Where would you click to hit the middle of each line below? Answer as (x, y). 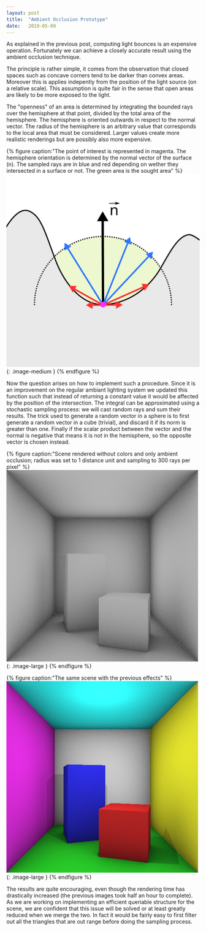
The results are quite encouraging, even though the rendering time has (96, 889)
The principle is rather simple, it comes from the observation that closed (97, 69)
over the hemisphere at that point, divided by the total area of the (89, 113)
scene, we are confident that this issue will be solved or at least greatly (96, 909)
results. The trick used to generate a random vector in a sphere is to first (98, 416)
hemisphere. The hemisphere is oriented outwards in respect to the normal (101, 120)
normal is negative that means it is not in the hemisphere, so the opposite (99, 436)
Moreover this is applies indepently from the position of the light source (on (101, 82)
